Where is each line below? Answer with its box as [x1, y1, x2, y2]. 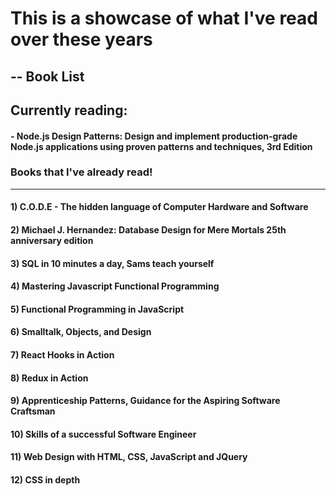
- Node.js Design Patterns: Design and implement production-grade [10, 130, 298, 142]
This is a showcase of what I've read [10, 7, 318, 30]
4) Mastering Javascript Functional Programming [10, 280, 220, 292]
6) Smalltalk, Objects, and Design [10, 326, 152, 338]
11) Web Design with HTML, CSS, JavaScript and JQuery [10, 451, 248, 463]
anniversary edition [10, 235, 94, 247]
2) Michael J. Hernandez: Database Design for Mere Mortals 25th [10, 224, 287, 236]
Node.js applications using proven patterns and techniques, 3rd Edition [10, 140, 313, 152]
